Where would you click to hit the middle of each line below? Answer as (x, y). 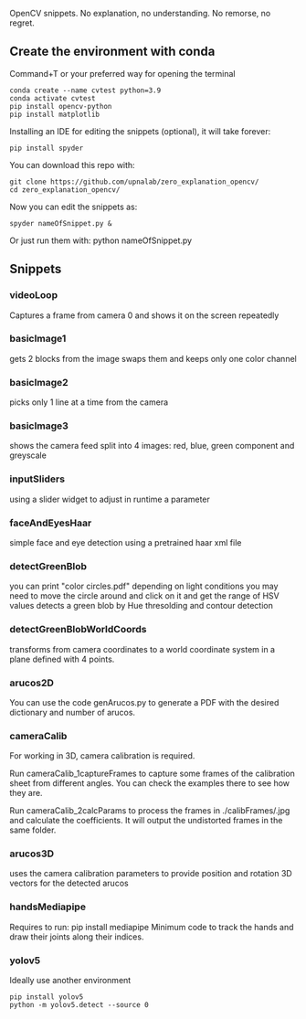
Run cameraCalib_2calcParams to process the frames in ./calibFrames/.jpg (150, 811)
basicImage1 (38, 339)
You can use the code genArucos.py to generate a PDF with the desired (144, 702)
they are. (26, 793)
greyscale (28, 455)
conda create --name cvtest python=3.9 (85, 90)
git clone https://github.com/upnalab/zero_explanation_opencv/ (134, 182)
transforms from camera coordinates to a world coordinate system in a (142, 649)
